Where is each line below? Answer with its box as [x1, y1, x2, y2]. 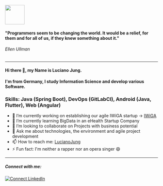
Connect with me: [5, 163, 42, 169]
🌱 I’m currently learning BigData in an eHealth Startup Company [12, 118, 140, 124]
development [12, 133, 39, 139]
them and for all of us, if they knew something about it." [5, 35, 120, 41]
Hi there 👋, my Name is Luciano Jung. [5, 67, 82, 73]
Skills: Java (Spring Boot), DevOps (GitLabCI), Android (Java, [5, 95, 151, 102]
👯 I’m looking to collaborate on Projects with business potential [12, 123, 138, 129]
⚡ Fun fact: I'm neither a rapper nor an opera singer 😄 [12, 146, 120, 152]
